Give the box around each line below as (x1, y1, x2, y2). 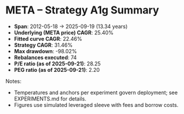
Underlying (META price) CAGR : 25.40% (13, 29, 114, 36)
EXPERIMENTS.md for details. (13, 95, 87, 102)
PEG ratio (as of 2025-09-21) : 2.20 (13, 66, 100, 73)
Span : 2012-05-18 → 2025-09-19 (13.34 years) (13, 23, 128, 30)
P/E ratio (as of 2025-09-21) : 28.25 (13, 60, 101, 67)
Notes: (5, 77, 22, 85)
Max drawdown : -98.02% (13, 47, 77, 54)
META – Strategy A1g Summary (5, 4, 159, 17)
